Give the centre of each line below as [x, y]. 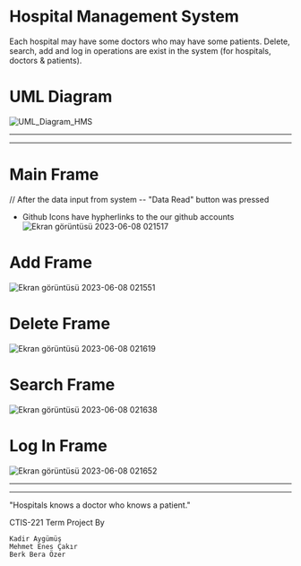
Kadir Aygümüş [36, 539]
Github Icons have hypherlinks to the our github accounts [128, 216]
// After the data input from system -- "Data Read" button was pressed [139, 199]
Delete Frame [60, 323]
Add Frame [51, 263]
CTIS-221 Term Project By [57, 522]
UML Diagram [61, 97]
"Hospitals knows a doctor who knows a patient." [100, 505]
